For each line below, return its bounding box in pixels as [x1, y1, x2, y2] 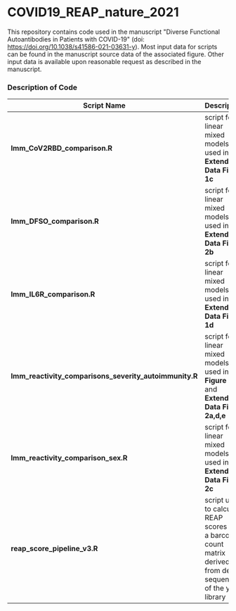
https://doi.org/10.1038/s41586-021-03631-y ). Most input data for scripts [7, 42, 218, 51]
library [204, 592, 226, 602]
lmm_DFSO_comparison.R [11, 216, 100, 226]
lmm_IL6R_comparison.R [11, 289, 96, 299]
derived [204, 557, 230, 567]
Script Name [83, 101, 126, 111]
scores [204, 522, 228, 531]
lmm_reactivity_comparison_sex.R [11, 453, 128, 463]
